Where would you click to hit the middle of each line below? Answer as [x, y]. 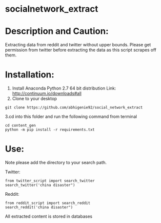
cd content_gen [20, 126]
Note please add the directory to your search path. [56, 162]
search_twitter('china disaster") [40, 185]
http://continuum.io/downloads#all [47, 93]
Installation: [30, 75]
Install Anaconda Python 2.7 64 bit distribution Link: [64, 88]
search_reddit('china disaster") [39, 207]
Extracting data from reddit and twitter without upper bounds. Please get [78, 45]
